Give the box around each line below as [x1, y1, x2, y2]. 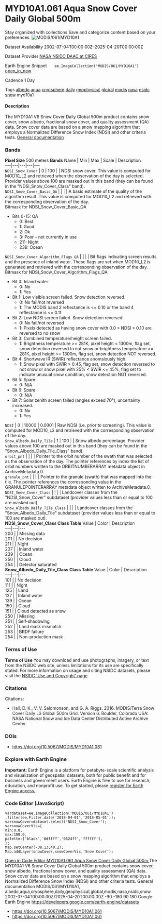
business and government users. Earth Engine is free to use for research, [5, 777, 151, 783]
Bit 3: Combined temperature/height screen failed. [12, 336, 112, 342]
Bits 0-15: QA [12, 213, 39, 219]
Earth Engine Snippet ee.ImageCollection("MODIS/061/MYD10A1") [5, 63, 139, 68]
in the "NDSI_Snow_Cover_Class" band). [5, 183, 86, 189]
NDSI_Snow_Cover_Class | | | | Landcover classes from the [5, 489, 118, 496]
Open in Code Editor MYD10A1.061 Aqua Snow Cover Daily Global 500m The [5, 857, 157, 863]
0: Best [19, 219, 34, 224]
